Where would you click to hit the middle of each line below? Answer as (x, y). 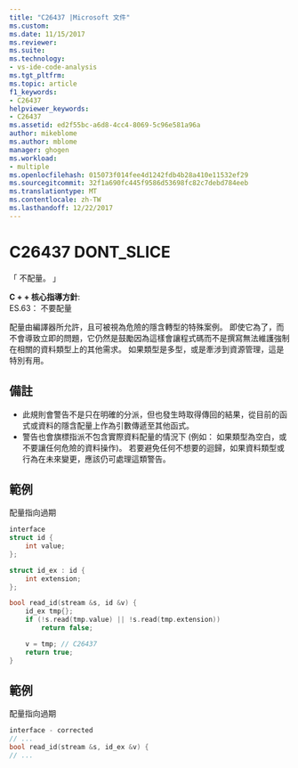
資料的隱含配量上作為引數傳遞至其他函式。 (116, 425)
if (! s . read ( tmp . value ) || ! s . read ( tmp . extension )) (123, 620)
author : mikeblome (43, 134)
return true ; (49, 652)
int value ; (45, 546)
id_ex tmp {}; (49, 611)
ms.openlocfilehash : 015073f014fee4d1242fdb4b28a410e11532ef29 (129, 175)
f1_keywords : (33, 92)
